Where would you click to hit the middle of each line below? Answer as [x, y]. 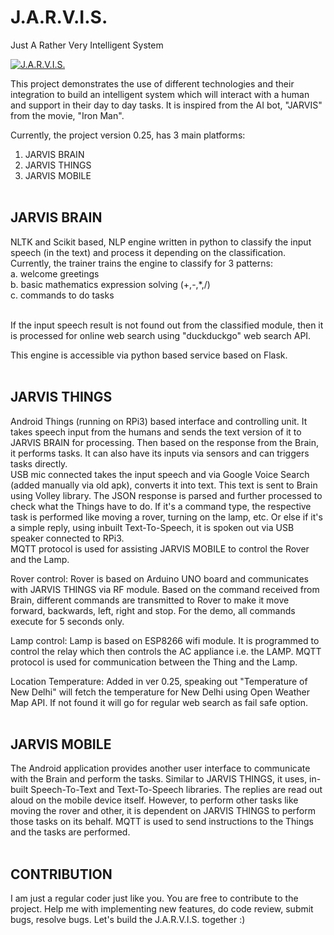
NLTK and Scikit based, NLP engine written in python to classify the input [161, 242]
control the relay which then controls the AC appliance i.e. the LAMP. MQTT [166, 651]
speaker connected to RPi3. [67, 538]
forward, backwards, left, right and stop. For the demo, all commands [153, 610]
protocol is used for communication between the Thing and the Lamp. [154, 662]
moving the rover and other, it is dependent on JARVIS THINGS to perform [163, 811]
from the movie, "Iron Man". [67, 115]
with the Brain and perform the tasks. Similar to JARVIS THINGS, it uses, [159, 779]
